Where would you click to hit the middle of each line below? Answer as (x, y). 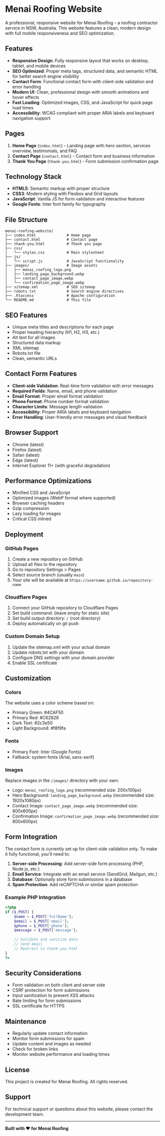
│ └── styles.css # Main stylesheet (55, 253)
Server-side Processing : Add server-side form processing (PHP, (78, 864)
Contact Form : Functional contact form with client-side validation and (83, 81)
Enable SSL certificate (35, 663)
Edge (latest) (25, 460)
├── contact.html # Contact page (51, 240)
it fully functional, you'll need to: (38, 854)
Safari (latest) (26, 455)
